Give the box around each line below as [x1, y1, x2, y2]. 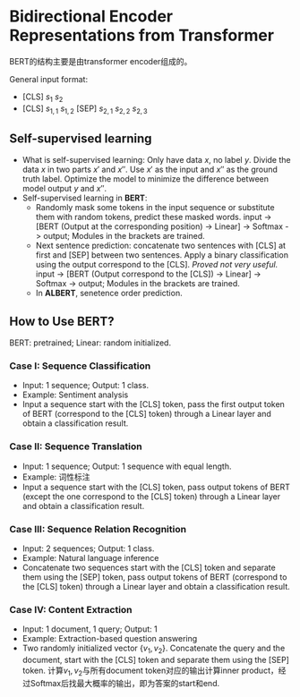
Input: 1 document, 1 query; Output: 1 [21, 624, 159, 634]
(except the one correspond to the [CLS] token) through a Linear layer [21, 490, 280, 502]
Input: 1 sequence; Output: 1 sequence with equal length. [21, 461, 232, 472]
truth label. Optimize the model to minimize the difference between [21, 174, 270, 184]
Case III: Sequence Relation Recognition [9, 523, 186, 535]
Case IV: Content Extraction [9, 603, 133, 616]
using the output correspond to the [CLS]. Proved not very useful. [35, 259, 279, 270]
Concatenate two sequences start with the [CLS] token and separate [21, 562, 276, 574]
